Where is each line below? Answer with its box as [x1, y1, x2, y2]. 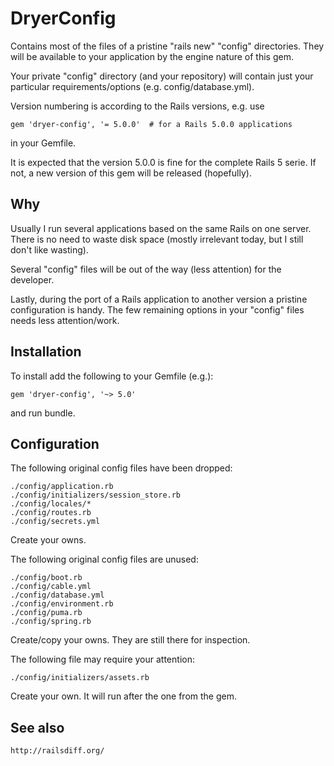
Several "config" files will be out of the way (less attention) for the [10, 263, 282, 275]
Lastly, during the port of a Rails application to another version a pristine [10, 293, 308, 305]
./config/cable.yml [10, 582, 92, 592]
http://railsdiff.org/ [10, 746, 105, 756]
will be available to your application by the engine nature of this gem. [10, 50, 294, 62]
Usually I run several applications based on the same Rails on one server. [10, 222, 312, 234]
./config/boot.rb [10, 573, 83, 583]
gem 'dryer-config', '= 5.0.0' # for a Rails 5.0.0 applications [10, 119, 293, 129]
